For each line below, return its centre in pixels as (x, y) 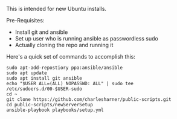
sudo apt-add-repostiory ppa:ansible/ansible (64, 68)
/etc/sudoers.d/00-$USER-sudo (44, 89)
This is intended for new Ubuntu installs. (56, 9)
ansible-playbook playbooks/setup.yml (55, 110)
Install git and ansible (41, 32)
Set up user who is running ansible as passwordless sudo (86, 38)
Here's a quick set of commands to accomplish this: (71, 56)
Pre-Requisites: (25, 20)
